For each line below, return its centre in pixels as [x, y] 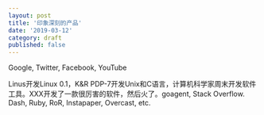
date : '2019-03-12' [41, 30]
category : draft [35, 38]
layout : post [30, 15]
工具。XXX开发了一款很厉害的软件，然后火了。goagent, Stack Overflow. [126, 94]
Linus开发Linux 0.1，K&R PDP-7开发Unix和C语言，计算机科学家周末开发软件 [132, 84]
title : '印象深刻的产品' [45, 23]
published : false [37, 45]
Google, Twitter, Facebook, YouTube [68, 67]
